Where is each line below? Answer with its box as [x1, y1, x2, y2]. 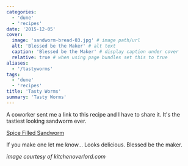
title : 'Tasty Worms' [6, 88, 62, 95]
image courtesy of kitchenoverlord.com [6, 153, 106, 160]
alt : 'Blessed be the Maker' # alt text [12, 43, 116, 49]
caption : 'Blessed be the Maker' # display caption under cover [12, 49, 179, 55]
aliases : [6, 60, 29, 66]
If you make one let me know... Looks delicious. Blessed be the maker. [6, 141, 183, 148]
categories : [6, 9, 37, 15]
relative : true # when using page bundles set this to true [12, 54, 168, 60]
